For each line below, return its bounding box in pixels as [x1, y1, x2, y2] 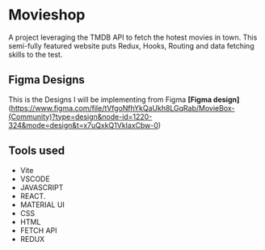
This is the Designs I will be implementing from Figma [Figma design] [8, 95, 240, 104]
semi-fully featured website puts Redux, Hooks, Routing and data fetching [8, 40, 254, 50]
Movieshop [8, 6, 86, 24]
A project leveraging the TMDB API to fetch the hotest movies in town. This [8, 32, 258, 42]
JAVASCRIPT [19, 182, 64, 192]
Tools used [8, 144, 65, 158]
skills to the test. [8, 49, 63, 59]
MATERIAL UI [19, 200, 65, 210]
